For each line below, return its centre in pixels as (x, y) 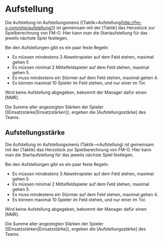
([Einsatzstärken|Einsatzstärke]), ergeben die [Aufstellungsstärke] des (75, 229)
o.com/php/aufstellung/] (29, 27)
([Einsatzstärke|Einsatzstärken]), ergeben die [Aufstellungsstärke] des (75, 112)
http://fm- (132, 22)
